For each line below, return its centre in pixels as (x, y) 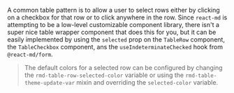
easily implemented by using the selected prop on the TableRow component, (116, 40)
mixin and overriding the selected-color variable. (147, 82)
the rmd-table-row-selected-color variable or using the (104, 75)
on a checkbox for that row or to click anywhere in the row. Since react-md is (117, 17)
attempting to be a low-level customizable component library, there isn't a (114, 25)
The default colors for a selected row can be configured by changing (123, 68)
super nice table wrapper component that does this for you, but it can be (112, 32)
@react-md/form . (30, 54)
